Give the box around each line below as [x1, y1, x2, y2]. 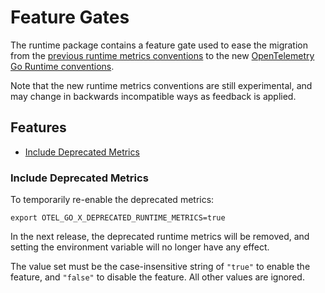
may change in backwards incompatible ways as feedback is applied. [10, 90, 297, 102]
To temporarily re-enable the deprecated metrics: [10, 194, 215, 206]
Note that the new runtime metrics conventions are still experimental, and [10, 79, 313, 91]
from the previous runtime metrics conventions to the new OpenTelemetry [10, 49, 315, 61]
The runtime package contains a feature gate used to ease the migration [10, 39, 308, 51]
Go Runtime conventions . [10, 60, 115, 72]
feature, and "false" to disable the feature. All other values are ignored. [10, 271, 305, 283]
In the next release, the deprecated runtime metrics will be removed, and [10, 231, 310, 243]
